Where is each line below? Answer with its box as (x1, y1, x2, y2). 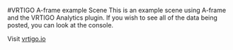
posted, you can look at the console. (7, 21, 114, 29)
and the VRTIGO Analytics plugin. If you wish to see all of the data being (7, 13, 218, 22)
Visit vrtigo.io (7, 35, 46, 43)
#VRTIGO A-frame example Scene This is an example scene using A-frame (7, 6, 227, 14)
